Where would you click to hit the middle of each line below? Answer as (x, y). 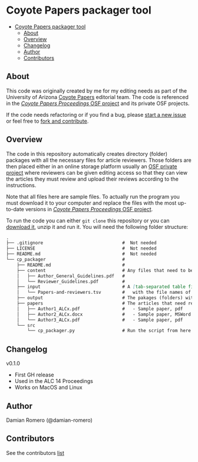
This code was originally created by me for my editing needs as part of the (97, 91)
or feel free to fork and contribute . (47, 121)
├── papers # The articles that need (101, 304)
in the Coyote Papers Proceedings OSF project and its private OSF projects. (98, 103)
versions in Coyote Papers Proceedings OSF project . (89, 209)
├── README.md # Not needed (82, 254)
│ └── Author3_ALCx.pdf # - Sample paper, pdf (100, 320)
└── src (26, 325)
